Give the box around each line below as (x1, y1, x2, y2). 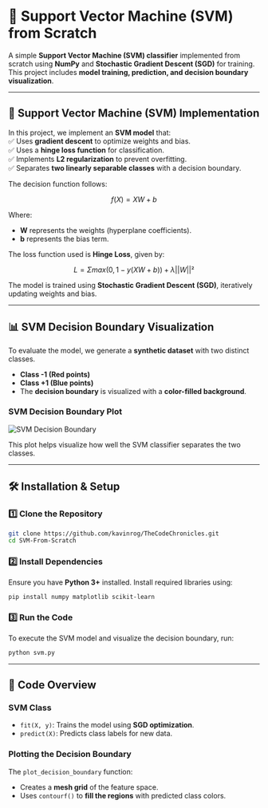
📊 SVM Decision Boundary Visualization (8, 321, 215, 334)
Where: (8, 210, 33, 219)
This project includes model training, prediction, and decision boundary (8, 67, 249, 77)
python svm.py (8, 648, 56, 656)
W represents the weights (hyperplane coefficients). (19, 225, 192, 235)
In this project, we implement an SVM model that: (8, 128, 171, 137)
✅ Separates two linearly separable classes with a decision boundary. (8, 163, 242, 172)
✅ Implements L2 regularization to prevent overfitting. (8, 154, 187, 164)
